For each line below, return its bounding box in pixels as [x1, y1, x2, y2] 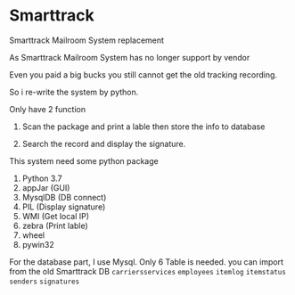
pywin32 [21, 239, 55, 250]
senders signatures [9, 277, 80, 286]
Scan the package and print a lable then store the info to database [21, 121, 266, 132]
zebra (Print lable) [21, 220, 89, 231]
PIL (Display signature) [21, 201, 106, 212]
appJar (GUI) [21, 182, 70, 193]
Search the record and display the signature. [21, 138, 186, 149]
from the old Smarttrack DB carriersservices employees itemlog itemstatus [9, 266, 287, 276]
